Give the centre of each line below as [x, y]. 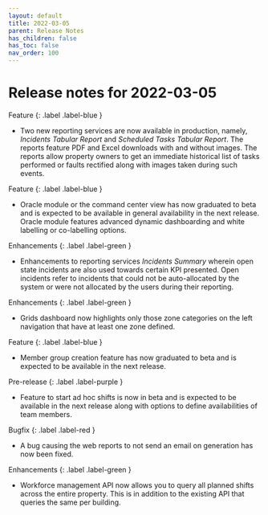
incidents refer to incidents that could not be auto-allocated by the [129, 278]
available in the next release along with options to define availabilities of [139, 406]
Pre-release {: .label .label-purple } [66, 382]
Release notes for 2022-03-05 [113, 93]
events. [32, 173]
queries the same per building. [71, 502]
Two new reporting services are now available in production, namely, [134, 130]
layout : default [35, 16]
